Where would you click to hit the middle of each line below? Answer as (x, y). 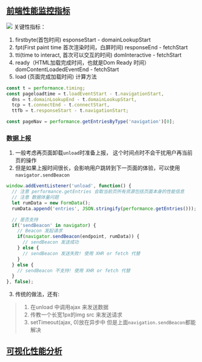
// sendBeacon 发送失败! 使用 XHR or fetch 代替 (81, 253)
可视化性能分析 (34, 351)
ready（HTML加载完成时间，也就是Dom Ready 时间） (82, 62)
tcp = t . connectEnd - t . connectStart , (61, 105)
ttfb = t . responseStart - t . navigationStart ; (70, 111)
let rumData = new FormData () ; (51, 203)
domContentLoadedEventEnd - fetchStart (67, 69)
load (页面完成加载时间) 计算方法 (56, 76)
